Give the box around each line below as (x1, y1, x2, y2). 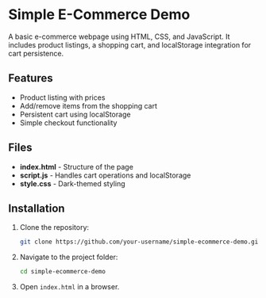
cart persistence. (8, 48, 64, 58)
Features (8, 71, 53, 85)
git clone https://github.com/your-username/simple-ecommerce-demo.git (19, 238, 262, 246)
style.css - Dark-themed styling (19, 178, 125, 188)
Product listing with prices (19, 93, 106, 102)
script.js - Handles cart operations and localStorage (19, 170, 191, 180)
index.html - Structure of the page (19, 162, 133, 171)
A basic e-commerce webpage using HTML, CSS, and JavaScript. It (8, 32, 230, 41)
